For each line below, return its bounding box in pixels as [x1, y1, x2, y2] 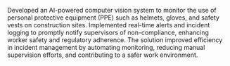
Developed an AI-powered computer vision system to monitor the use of [7, 6, 217, 14]
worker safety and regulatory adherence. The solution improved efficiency [7, 36, 223, 44]
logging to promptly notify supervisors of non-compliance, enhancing [7, 28, 210, 37]
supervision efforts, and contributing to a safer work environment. [7, 51, 198, 59]
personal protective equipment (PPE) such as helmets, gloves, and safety [7, 13, 220, 22]
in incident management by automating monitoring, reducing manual [7, 44, 205, 51]
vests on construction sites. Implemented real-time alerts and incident [7, 21, 210, 29]
